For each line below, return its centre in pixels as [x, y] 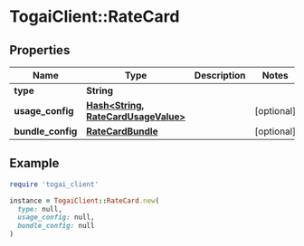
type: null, [40, 209]
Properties [40, 50]
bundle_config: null [56, 226]
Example [34, 163]
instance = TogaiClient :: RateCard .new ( [85, 201]
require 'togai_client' [54, 184]
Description [220, 76]
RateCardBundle [122, 131]
